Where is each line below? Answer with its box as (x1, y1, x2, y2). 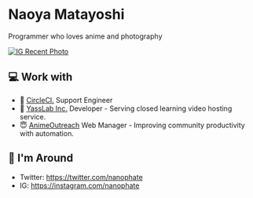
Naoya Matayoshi (8, 5, 125, 24)
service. (19, 112, 46, 121)
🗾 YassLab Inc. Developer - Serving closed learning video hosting (19, 104, 233, 113)
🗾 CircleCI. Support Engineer (19, 95, 113, 104)
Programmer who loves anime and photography (8, 31, 163, 41)
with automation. (19, 128, 75, 138)
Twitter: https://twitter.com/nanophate (19, 172, 143, 181)
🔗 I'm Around (8, 152, 73, 165)
